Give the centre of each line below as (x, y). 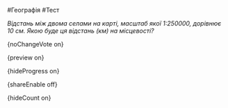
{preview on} (26, 57)
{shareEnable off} (32, 84)
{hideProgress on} (33, 71)
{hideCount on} (29, 98)
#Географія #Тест (33, 10)
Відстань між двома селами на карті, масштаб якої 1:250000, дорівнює (114, 23)
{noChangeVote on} (35, 44)
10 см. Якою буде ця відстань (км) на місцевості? (81, 31)
